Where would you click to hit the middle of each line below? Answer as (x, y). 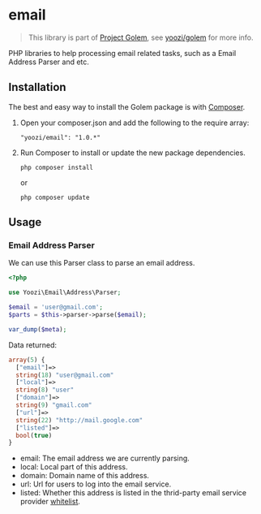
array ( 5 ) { (27, 360)
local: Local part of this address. (74, 467)
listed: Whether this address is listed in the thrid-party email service (133, 493)
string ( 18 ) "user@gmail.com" (65, 375)
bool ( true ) (34, 435)
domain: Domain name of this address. (85, 476)
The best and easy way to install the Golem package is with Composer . (127, 106)
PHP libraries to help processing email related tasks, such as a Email (122, 53)
